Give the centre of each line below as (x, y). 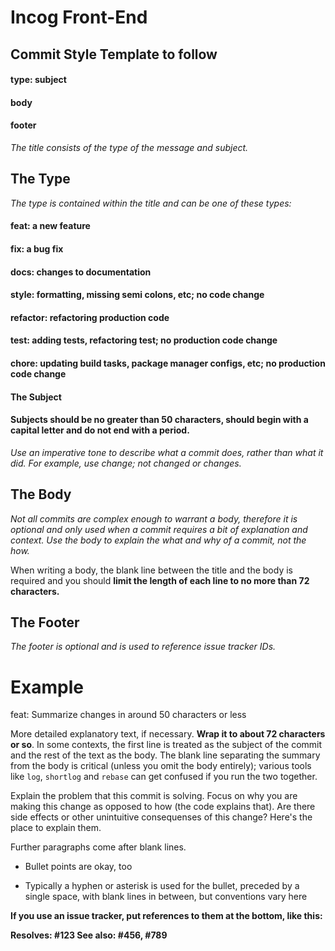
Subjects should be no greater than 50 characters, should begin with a (159, 420)
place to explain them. (56, 828)
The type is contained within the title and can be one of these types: (151, 203)
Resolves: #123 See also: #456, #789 (89, 935)
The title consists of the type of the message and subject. (129, 147)
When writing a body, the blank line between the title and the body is (151, 570)
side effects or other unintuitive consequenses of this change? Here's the (161, 817)
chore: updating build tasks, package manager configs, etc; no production (168, 363)
